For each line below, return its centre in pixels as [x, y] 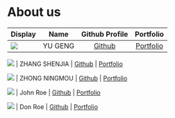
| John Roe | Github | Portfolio [58, 92]
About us [34, 12]
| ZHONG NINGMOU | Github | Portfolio [72, 78]
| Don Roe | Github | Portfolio [57, 107]
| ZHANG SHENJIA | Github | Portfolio [69, 64]
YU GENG [59, 46]
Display [23, 34]
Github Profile [105, 34]
